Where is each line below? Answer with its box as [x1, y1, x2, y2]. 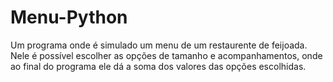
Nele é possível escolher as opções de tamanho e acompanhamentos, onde [10, 49, 323, 61]
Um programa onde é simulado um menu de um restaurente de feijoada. [10, 39, 308, 51]
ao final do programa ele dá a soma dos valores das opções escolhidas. [10, 60, 307, 72]
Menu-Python [10, 6, 128, 29]
